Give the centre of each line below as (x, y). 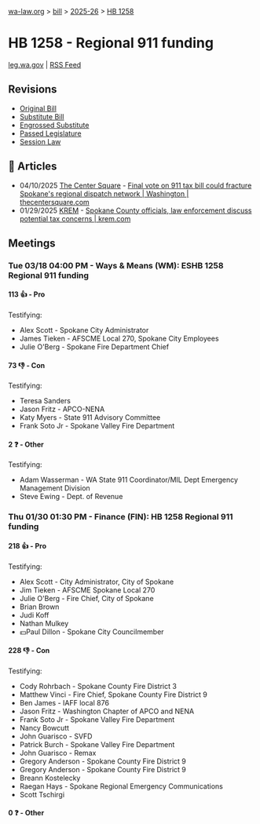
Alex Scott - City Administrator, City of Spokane (97, 582)
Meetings (32, 243)
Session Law (40, 141)
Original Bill (38, 108)
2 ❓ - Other (26, 444)
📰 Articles (33, 167)
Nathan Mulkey (44, 623)
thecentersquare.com (55, 202)
